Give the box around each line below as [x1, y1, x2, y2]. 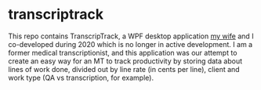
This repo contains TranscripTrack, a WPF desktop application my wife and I [8, 31, 254, 41]
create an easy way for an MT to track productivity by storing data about [8, 56, 243, 66]
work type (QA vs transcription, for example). [8, 73, 154, 82]
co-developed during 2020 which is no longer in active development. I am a [8, 39, 253, 49]
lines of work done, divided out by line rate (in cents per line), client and [8, 64, 241, 74]
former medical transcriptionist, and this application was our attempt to [8, 48, 237, 57]
